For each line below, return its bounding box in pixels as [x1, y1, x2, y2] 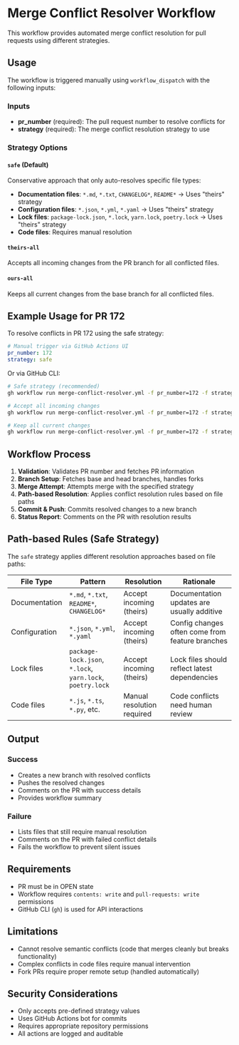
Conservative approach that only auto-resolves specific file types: [7, 176, 201, 185]
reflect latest [170, 663, 213, 673]
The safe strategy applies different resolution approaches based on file [7, 552, 216, 560]
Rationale [182, 576, 216, 586]
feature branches [170, 636, 228, 646]
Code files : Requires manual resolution [17, 228, 132, 237]
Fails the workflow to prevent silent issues [17, 843, 141, 851]
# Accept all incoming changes [7, 402, 100, 409]
